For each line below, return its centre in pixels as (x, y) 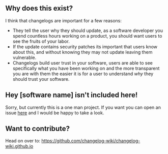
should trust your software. (41, 79)
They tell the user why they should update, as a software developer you (88, 30)
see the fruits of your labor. (41, 41)
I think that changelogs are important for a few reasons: (64, 20)
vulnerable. (24, 57)
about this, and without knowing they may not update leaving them (82, 52)
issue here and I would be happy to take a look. (55, 113)
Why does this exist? (39, 8)
